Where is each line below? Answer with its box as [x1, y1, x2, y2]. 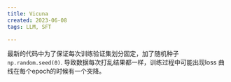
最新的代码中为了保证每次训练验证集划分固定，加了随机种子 [7, 50, 179, 58]
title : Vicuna [7, 10, 49, 18]
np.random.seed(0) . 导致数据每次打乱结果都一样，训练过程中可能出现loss [7, 58, 217, 67]
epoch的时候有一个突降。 [31, 67, 106, 76]
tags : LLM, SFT [7, 23, 52, 30]
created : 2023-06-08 [7, 17, 68, 24]
